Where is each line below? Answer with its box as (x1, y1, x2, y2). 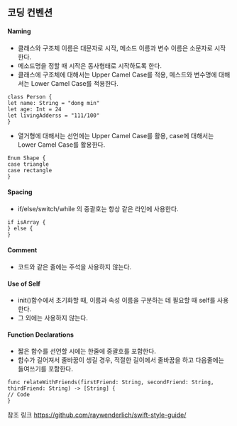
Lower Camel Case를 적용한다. (31, 79, 118, 87)
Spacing (7, 188, 33, 196)
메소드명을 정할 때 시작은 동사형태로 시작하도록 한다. (17, 61, 162, 69)
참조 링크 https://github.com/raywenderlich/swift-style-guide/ (7, 410, 187, 420)
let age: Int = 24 (7, 106, 62, 113)
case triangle (7, 160, 50, 168)
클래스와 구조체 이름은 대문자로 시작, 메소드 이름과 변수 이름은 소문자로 (17, 43, 213, 52)
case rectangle (7, 167, 53, 174)
